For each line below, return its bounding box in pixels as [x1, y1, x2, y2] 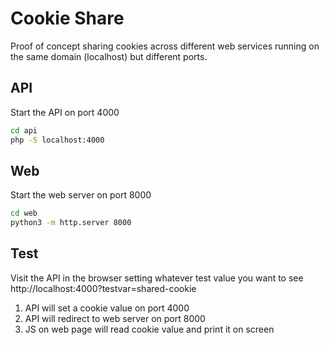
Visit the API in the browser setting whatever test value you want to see [10, 272, 304, 284]
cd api [10, 125, 38, 136]
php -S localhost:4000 [10, 135, 105, 145]
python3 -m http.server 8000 [10, 218, 132, 228]
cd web [10, 208, 38, 219]
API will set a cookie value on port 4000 [24, 302, 190, 314]
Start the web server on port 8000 [10, 189, 152, 201]
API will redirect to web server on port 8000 [24, 312, 206, 324]
